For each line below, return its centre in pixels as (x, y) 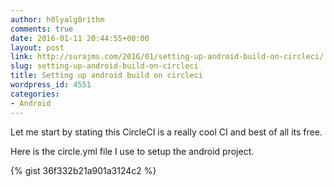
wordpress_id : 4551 (51, 85)
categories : (35, 94)
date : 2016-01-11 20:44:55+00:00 (80, 38)
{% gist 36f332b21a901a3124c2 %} (83, 170)
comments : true (42, 29)
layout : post (37, 47)
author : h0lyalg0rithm (57, 19)
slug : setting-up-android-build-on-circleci (104, 66)
